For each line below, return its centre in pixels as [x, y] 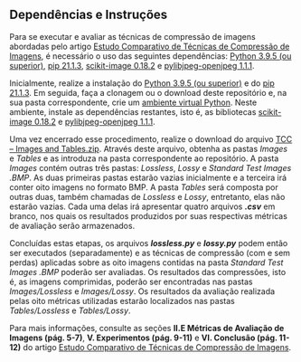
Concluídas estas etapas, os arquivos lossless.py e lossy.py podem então [149, 243]
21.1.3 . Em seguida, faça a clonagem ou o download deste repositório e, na [148, 92]
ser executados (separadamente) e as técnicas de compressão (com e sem [150, 252]
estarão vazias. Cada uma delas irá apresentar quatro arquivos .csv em [142, 206]
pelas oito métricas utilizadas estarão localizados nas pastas [122, 300]
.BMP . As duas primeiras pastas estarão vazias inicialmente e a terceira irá [148, 177]
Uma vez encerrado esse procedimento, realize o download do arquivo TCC [151, 138]
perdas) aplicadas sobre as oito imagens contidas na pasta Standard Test [146, 262]
